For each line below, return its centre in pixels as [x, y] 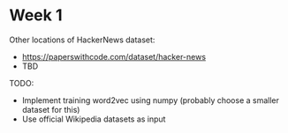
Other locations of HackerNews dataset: [82, 40]
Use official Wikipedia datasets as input [94, 119]
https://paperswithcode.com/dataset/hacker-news [114, 56]
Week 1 [36, 15]
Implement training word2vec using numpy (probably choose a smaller [151, 100]
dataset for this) [51, 109]
